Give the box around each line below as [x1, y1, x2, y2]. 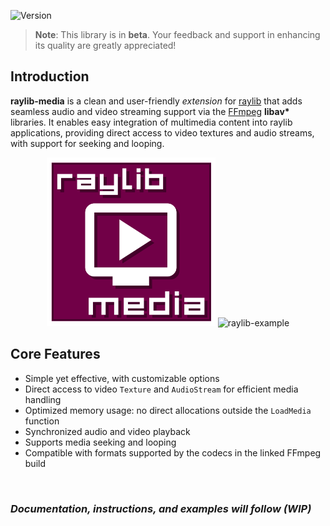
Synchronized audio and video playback [24, 425, 191, 437]
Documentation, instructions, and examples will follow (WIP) [10, 501, 312, 515]
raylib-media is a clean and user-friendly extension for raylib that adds [10, 95, 303, 107]
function [24, 415, 60, 427]
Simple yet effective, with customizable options [24, 372, 220, 384]
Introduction [10, 68, 90, 85]
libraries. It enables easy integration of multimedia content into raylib [10, 116, 293, 128]
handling [24, 393, 62, 405]
